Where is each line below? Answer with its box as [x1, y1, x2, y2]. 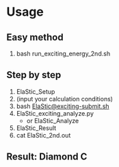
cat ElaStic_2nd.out [16, 131, 71, 139]
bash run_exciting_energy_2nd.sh [16, 49, 111, 57]
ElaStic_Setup [16, 87, 55, 96]
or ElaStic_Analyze [26, 116, 79, 125]
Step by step [6, 69, 62, 81]
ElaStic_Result [16, 124, 57, 132]
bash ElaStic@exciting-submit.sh [16, 102, 110, 110]
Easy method [6, 31, 64, 43]
